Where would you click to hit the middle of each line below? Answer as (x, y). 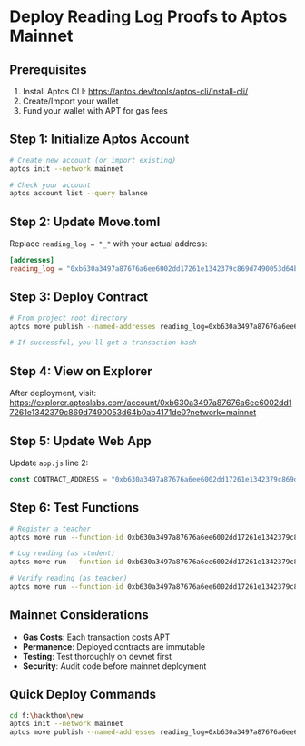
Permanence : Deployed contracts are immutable (114, 646)
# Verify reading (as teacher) (69, 579)
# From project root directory (69, 318)
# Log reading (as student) (63, 553)
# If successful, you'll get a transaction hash (103, 343)
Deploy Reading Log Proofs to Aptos (148, 17)
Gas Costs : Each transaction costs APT (96, 637)
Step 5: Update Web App (80, 441)
